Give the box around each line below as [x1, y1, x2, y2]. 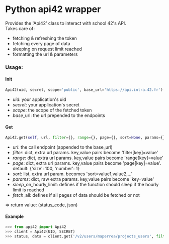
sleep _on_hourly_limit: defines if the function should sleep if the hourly [12, 182, 159, 188]
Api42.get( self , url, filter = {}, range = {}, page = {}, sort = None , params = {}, [5, 135, 167, 140]
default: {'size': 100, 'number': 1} [12, 166, 80, 172]
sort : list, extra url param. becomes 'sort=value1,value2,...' [12, 171, 133, 177]
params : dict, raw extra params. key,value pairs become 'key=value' [12, 176, 154, 182]
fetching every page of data [12, 40, 70, 46]
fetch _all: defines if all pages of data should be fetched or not [12, 192, 140, 198]
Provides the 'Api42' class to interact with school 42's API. [5, 20, 127, 26]
